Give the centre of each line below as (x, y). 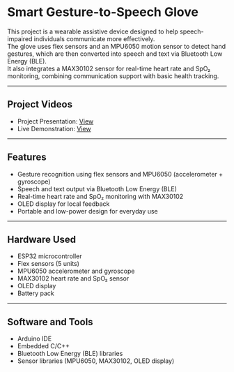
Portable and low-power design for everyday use (87, 211)
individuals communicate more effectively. (94, 38)
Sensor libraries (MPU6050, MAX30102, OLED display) (96, 361)
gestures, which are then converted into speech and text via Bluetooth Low (115, 54)
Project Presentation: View (55, 121)
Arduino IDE (34, 338)
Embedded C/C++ (44, 346)
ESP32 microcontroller (49, 256)
